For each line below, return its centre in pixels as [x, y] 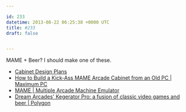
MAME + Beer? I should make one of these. [59, 60]
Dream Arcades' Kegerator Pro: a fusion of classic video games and [97, 97]
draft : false [22, 33]
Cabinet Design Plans [41, 72]
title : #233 [21, 28]
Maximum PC [31, 84]
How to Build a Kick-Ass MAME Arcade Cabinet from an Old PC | [93, 78]
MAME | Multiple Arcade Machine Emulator [67, 90]
